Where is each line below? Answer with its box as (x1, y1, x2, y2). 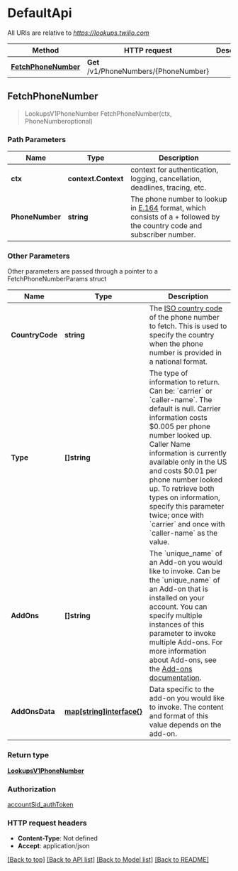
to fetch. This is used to (149, 321, 227, 331)
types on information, (149, 492, 221, 502)
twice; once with (149, 510, 204, 520)
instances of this (149, 620, 205, 629)
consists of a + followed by (130, 212, 220, 222)
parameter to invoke (149, 629, 216, 639)
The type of (149, 368, 188, 378)
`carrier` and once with (149, 519, 225, 529)
